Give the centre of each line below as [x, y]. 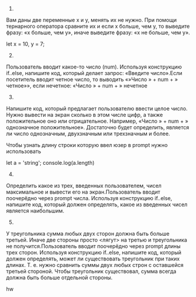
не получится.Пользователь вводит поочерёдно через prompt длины [94, 246]
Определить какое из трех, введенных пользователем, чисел [84, 186]
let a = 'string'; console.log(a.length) [50, 163]
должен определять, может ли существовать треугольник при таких [93, 259]
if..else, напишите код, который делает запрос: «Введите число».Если [94, 73]
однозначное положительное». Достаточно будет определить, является [98, 127]
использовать [24, 151]
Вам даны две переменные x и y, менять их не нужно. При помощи [92, 20]
